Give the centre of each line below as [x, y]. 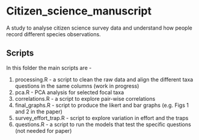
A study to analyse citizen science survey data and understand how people [99, 28]
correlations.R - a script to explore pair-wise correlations [85, 98]
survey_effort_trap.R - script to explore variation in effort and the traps [102, 118]
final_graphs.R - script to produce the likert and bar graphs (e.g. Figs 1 [102, 105]
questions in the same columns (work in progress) [77, 86]
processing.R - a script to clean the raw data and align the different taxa [104, 79]
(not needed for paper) [43, 130]
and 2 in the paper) [39, 111]
